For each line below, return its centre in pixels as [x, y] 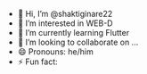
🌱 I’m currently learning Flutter [73, 33]
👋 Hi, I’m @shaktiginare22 [65, 14]
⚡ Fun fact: [37, 62]
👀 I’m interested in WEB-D [65, 23]
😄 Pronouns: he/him [55, 52]
